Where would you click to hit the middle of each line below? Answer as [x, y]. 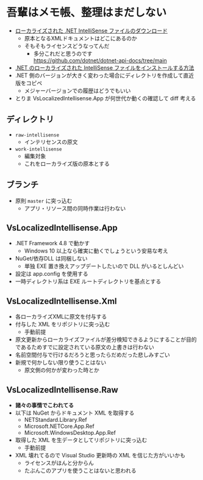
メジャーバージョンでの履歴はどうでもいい [77, 90]
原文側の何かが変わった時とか [62, 370]
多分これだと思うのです [63, 53]
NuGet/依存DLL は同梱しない [51, 259]
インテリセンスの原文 [51, 142]
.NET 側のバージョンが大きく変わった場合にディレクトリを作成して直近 [105, 75]
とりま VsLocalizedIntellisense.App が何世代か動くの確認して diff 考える [105, 98]
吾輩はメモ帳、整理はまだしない [87, 13]
